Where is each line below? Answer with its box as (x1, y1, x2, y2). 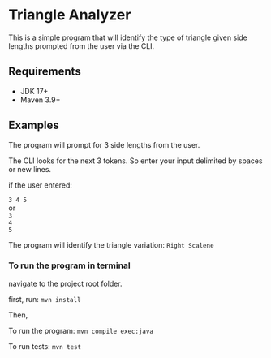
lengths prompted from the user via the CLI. (8, 41, 155, 50)
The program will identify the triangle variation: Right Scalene (8, 239, 214, 249)
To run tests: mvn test (8, 341, 82, 351)
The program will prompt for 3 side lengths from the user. (8, 140, 200, 149)
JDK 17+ (19, 86, 49, 96)
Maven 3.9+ (19, 95, 61, 105)
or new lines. (8, 164, 51, 174)
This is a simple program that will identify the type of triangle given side (8, 32, 247, 42)
